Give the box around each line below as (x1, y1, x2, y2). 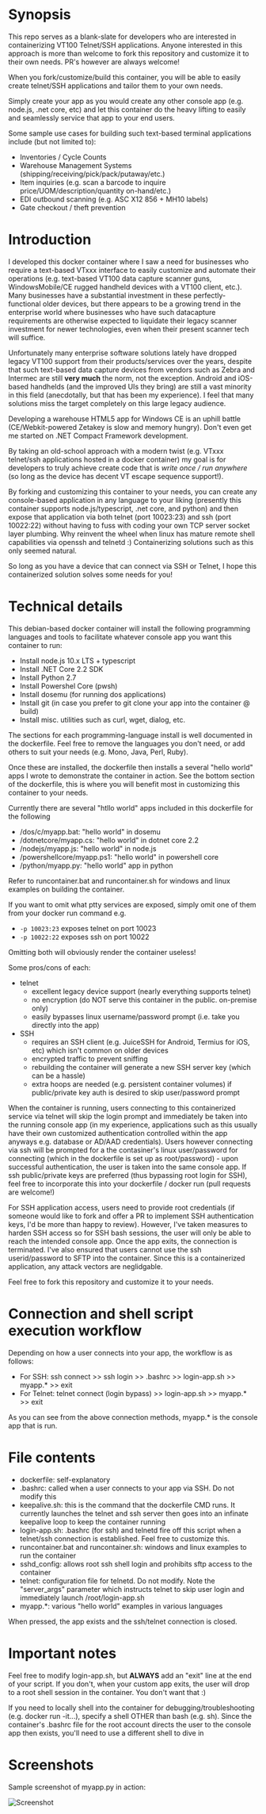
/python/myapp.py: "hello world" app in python (19, 861, 173, 870)
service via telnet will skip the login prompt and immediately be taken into (8, 1111, 248, 1121)
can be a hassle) (31, 1071, 85, 1080)
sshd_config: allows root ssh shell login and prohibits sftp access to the (19, 1559, 253, 1568)
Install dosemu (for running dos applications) (19, 689, 166, 699)
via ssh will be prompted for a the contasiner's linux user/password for (8, 1145, 239, 1155)
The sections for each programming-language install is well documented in (8, 730, 253, 739)
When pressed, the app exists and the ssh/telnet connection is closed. (8, 1616, 237, 1626)
